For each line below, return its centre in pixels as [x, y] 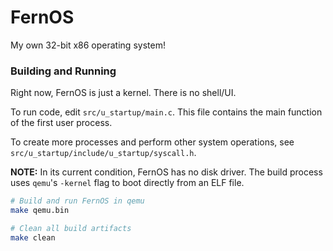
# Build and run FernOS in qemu [77, 201]
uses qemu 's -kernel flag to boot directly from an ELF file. [127, 183]
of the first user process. [61, 123]
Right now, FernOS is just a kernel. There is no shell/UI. [123, 93]
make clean [33, 237]
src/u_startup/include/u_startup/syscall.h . [103, 153]
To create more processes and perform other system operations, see [152, 142]
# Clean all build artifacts [71, 228]
